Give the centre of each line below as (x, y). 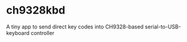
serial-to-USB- (163, 27)
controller (43, 33)
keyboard (18, 33)
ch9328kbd (36, 10)
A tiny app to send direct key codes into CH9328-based (75, 27)
